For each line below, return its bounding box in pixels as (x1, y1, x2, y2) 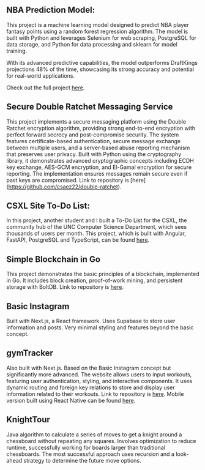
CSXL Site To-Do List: (6, 201, 90, 211)
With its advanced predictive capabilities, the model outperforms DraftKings (6, 59, 198, 66)
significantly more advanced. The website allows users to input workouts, (6, 370, 192, 378)
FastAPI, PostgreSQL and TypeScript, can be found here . (6, 236, 150, 244)
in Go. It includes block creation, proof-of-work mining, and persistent (6, 277, 183, 284)
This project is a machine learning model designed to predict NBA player (6, 21, 190, 28)
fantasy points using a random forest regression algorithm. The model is (6, 28, 188, 35)
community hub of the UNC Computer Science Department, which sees (6, 223, 187, 231)
